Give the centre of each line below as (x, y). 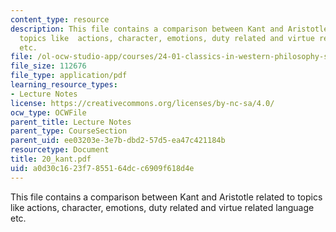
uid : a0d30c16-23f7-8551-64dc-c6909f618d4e (102, 168)
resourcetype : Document (60, 150)
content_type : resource (60, 19)
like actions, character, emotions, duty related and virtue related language (162, 207)
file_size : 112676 (48, 66)
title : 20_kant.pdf (51, 159)
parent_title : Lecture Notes (71, 122)
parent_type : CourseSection (69, 131)
